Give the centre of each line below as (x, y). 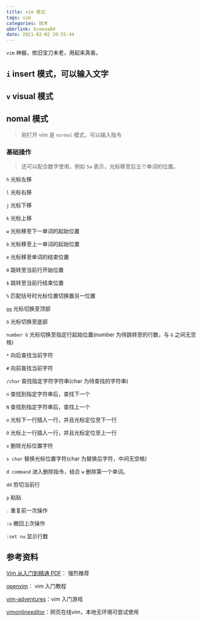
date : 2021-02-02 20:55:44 (40, 35)
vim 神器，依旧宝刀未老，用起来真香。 (54, 53)
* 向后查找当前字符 (30, 355)
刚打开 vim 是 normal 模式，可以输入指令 (72, 135)
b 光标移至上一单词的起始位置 (43, 244)
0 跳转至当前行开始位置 (35, 270)
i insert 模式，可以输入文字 (58, 74)
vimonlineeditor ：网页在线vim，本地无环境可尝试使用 (73, 612)
